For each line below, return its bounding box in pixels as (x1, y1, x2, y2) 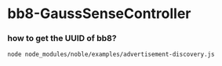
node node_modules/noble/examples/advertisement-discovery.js (7, 50, 215, 59)
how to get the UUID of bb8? (7, 33, 117, 44)
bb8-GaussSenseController (7, 5, 191, 23)
